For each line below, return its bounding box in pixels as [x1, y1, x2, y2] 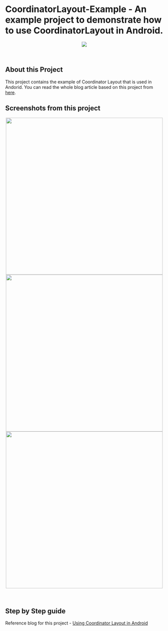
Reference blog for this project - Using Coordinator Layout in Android [5, 620, 148, 626]
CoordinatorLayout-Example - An [5, 4, 147, 15]
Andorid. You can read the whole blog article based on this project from [5, 84, 153, 90]
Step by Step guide [5, 606, 66, 615]
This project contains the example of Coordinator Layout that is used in [5, 79, 152, 85]
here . [5, 89, 16, 95]
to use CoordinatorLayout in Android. [5, 25, 163, 36]
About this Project [5, 65, 63, 74]
